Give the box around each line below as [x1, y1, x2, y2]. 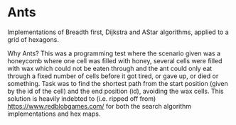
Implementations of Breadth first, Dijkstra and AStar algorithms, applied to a [7, 28, 229, 36]
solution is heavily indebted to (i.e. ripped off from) [7, 94, 156, 103]
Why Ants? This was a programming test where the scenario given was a [7, 49, 221, 58]
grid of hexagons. [7, 35, 59, 43]
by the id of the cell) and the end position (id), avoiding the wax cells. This [7, 87, 224, 95]
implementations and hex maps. [7, 109, 101, 118]
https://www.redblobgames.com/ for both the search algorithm [7, 102, 192, 110]
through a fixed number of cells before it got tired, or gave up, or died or [7, 72, 219, 80]
